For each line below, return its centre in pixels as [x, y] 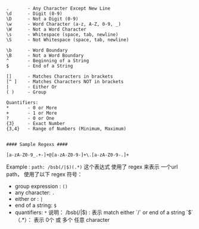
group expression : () [41, 186]
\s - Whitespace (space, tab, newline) [62, 35]
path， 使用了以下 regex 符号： [44, 174]
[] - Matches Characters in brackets [60, 77]
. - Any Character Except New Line [58, 8]
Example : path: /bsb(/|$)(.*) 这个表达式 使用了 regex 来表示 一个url [92, 167]
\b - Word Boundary [37, 50]
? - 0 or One [30, 118]
